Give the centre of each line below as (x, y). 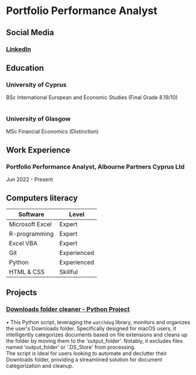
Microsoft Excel (30, 224)
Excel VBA (23, 243)
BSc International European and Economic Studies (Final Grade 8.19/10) (92, 97)
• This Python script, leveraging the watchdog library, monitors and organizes (98, 322)
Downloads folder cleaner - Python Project (68, 309)
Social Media (30, 33)
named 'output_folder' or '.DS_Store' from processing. (71, 347)
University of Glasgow (39, 119)
